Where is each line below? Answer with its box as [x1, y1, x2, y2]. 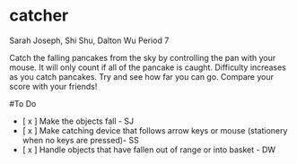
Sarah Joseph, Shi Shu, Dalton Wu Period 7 [9, 35, 170, 46]
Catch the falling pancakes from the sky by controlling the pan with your [9, 52, 276, 63]
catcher [9, 5, 69, 26]
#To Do [9, 98, 37, 108]
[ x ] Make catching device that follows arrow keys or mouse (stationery [22, 125, 288, 135]
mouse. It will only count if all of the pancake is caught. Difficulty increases [9, 62, 287, 73]
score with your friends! [9, 81, 98, 91]
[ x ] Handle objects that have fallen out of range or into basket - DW [22, 144, 276, 155]
